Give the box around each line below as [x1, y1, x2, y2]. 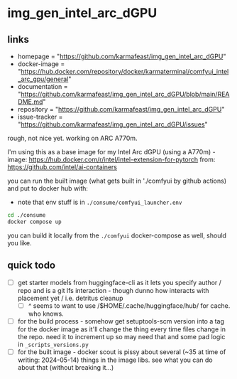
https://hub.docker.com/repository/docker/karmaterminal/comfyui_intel [21, 68, 229, 75]
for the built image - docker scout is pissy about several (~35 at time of [17, 347, 226, 356]
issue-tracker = [17, 112, 63, 121]
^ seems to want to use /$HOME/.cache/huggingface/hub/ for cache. [28, 301, 231, 310]
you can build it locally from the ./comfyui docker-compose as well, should [7, 231, 227, 240]
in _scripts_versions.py [17, 340, 89, 348]
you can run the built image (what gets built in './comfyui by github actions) [7, 176, 227, 185]
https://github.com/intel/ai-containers [7, 163, 117, 171]
